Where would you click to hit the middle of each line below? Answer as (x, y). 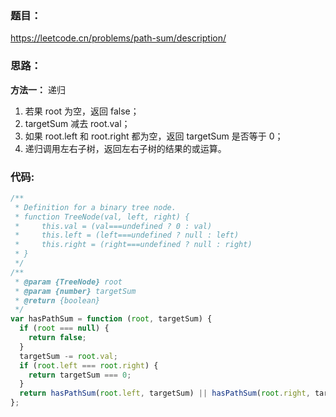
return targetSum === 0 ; (80, 375)
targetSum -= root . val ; (68, 356)
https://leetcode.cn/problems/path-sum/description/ (118, 38)
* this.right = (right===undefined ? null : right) (133, 245)
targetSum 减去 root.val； (77, 123)
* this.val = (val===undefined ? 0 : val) (113, 226)
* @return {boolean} (57, 300)
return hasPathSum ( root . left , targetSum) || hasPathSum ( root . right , (165, 393)
